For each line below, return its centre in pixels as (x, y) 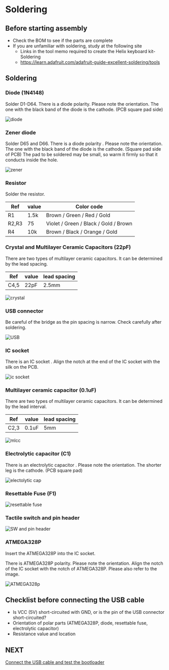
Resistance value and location (44, 634)
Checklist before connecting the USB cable (75, 600)
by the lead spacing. (27, 264)
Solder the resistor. (25, 194)
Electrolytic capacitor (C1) (38, 454)
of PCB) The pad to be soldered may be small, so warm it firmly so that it (81, 154)
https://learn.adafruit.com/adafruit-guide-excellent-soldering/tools (90, 62)
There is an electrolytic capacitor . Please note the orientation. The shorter (83, 465)
